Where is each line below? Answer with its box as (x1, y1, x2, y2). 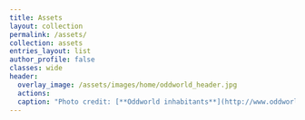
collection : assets (9, 38, 84, 48)
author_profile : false (9, 55, 95, 64)
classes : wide (9, 64, 64, 73)
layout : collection (9, 22, 84, 31)
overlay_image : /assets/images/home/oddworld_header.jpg (17, 80, 238, 89)
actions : (17, 88, 51, 97)
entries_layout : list (9, 47, 92, 56)
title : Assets (9, 13, 64, 23)
